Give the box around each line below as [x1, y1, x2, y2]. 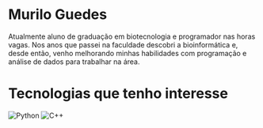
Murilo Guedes [8, 6, 108, 24]
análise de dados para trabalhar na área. [8, 57, 140, 66]
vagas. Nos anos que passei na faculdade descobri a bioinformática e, [8, 40, 238, 49]
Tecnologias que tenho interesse [8, 85, 228, 103]
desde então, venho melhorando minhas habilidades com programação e [8, 48, 247, 58]
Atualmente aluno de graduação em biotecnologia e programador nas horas [8, 32, 256, 41]
